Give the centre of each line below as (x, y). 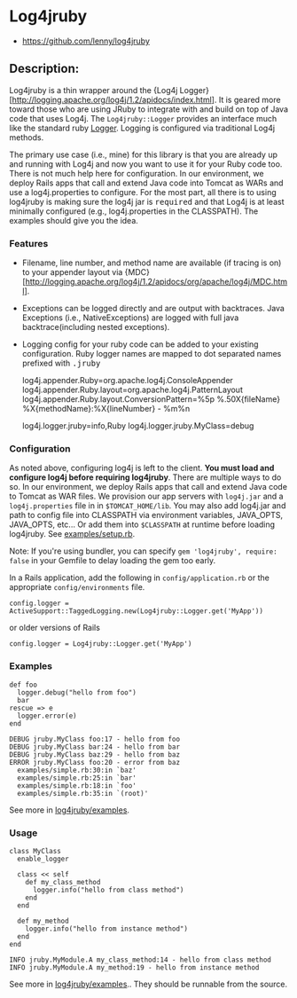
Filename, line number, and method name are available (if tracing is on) (152, 263)
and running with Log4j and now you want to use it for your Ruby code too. (146, 164)
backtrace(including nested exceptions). (96, 327)
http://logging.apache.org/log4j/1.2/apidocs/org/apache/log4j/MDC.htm (156, 282)
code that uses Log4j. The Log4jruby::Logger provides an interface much (143, 118)
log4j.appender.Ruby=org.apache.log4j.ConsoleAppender (127, 381)
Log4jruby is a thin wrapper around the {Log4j (94, 90)
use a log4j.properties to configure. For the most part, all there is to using (143, 192)
